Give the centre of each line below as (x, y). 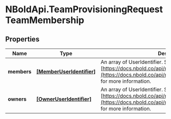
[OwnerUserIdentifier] (64, 99)
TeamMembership (45, 20)
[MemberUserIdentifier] (66, 72)
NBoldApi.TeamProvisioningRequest (84, 9)
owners (17, 99)
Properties (22, 39)
